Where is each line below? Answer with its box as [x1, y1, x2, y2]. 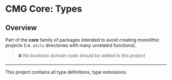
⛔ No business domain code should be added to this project [17, 52, 145, 59]
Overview [5, 23, 37, 32]
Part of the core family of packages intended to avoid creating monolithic [5, 37, 160, 43]
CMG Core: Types [5, 3, 82, 15]
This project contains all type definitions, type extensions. [5, 69, 127, 75]
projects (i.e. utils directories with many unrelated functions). [5, 42, 137, 48]
